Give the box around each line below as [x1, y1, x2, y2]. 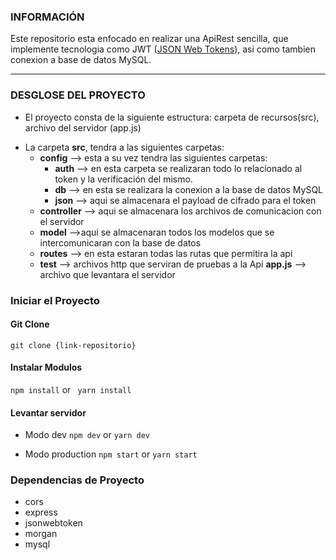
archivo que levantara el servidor [39, 268, 176, 280]
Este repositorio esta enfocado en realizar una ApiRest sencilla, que [10, 33, 289, 45]
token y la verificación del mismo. [54, 173, 193, 185]
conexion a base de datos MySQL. [10, 54, 152, 66]
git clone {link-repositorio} [10, 340, 137, 350]
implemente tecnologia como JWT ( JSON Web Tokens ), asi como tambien [10, 43, 316, 55]
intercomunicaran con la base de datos [39, 236, 202, 249]
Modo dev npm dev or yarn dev [24, 429, 150, 441]
